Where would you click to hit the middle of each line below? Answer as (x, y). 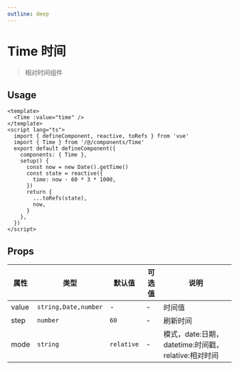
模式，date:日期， (193, 334)
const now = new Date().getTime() (78, 168)
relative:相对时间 (191, 356)
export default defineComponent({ (65, 149)
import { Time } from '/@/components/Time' (79, 143)
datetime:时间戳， (193, 345)
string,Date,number (70, 307)
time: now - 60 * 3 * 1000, (74, 180)
